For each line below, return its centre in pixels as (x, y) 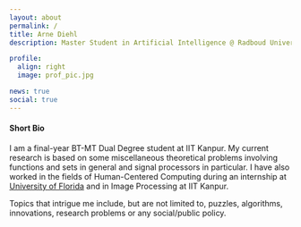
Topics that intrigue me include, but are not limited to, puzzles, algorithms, (146, 203)
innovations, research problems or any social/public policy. (118, 213)
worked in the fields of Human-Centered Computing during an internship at (148, 176)
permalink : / (34, 26)
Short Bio (27, 128)
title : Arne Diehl (43, 34)
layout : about (36, 17)
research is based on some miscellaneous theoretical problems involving (144, 157)
